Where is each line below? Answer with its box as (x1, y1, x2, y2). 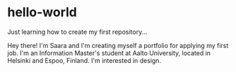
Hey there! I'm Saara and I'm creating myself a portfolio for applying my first (7, 41, 229, 49)
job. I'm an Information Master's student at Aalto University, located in (7, 49, 211, 57)
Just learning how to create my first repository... (7, 28, 148, 36)
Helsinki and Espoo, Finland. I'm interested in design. (7, 56, 161, 64)
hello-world (7, 4, 78, 20)
